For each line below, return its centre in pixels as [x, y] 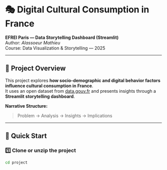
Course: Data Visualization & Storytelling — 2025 [55, 48]
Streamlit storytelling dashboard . [40, 96]
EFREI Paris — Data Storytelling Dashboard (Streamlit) [62, 37]
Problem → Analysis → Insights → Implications [65, 116]
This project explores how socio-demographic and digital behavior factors [83, 80]
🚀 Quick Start [26, 136]
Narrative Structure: [27, 106]
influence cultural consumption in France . [49, 86]
